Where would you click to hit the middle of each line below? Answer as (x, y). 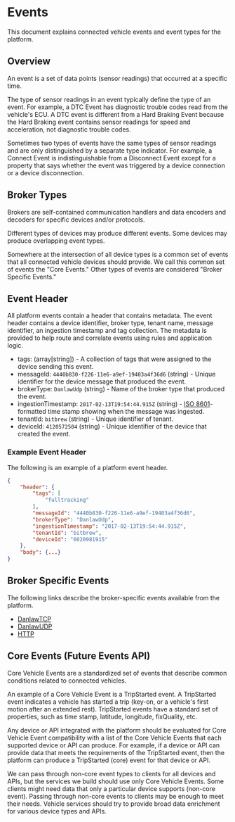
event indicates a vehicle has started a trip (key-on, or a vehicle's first (108, 702)
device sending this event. (55, 367)
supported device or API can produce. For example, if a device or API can (114, 745)
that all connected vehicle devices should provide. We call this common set (116, 262)
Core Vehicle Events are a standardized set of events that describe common (117, 673)
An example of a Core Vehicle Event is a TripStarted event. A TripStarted (112, 694)
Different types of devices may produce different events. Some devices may (117, 233)
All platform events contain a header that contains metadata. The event (110, 316)
